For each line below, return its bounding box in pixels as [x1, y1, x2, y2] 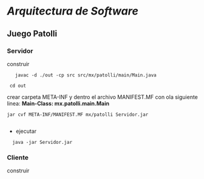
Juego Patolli [7, 29, 57, 39]
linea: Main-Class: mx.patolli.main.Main [7, 100, 110, 107]
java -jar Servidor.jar [12, 139, 72, 145]
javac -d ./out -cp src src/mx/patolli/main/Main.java [15, 72, 157, 78]
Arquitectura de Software [7, 4, 138, 18]
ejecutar [15, 127, 37, 135]
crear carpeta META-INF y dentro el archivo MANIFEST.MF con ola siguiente [7, 93, 198, 101]
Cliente [7, 153, 29, 161]
